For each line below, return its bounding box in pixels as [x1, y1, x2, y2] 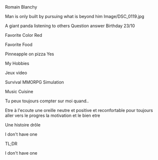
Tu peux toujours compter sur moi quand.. [5, 98, 89, 104]
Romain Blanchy [5, 4, 37, 10]
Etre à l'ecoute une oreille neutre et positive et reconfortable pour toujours [5, 108, 153, 113]
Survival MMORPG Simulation [5, 80, 64, 85]
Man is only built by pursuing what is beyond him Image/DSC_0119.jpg [5, 14, 144, 19]
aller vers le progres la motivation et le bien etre [5, 112, 100, 118]
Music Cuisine [5, 89, 33, 94]
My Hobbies [5, 61, 30, 66]
